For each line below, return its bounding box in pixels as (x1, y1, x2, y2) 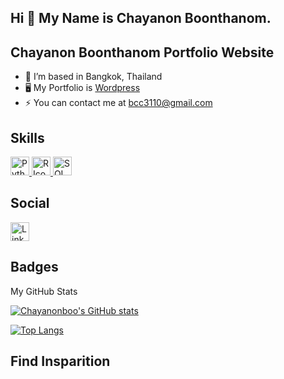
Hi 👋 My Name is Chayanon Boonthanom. (10, 10, 272, 27)
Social (10, 195, 50, 212)
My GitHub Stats (10, 285, 78, 297)
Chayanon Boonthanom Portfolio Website (10, 44, 275, 61)
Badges (10, 259, 59, 276)
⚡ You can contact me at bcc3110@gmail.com (24, 97, 213, 109)
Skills (10, 129, 45, 146)
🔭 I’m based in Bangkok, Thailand (24, 71, 163, 83)
